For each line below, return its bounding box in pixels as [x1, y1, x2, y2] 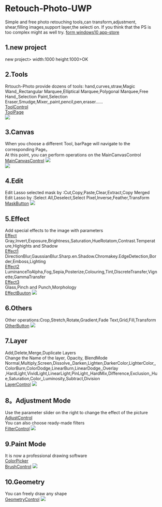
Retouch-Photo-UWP [5, 3, 92, 14]
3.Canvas [5, 128, 34, 136]
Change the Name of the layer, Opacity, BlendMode [5, 355, 108, 361]
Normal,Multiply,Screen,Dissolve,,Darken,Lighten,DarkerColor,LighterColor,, [5, 360, 156, 366]
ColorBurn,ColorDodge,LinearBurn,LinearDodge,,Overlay [5, 365, 118, 371]
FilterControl [5, 426, 30, 432]
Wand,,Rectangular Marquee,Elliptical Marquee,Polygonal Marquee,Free [5, 88, 148, 94]
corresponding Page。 [5, 147, 50, 152]
